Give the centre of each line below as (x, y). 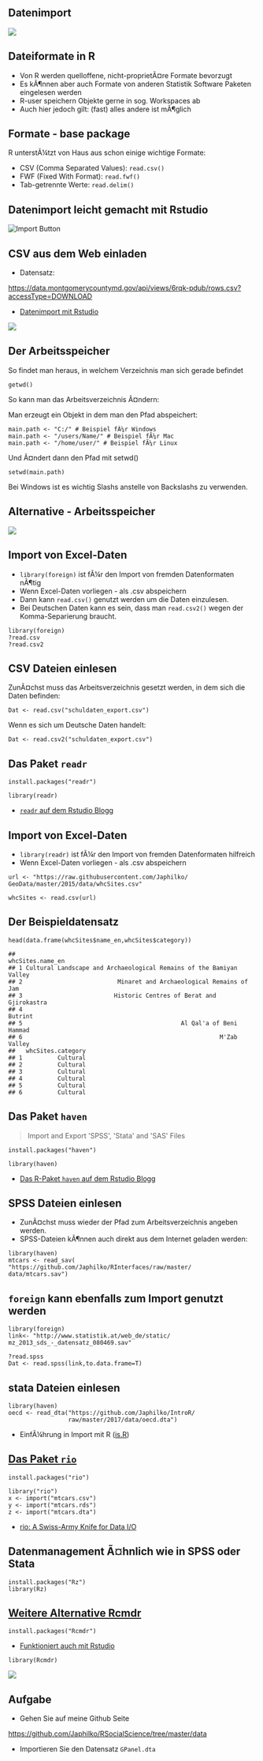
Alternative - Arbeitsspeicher (82, 512)
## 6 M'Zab (123, 1037)
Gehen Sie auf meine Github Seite (74, 1718)
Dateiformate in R (52, 56)
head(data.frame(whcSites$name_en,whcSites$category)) (100, 940)
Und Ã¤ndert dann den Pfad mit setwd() (74, 457)
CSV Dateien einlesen (63, 668)
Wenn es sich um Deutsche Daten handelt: (77, 725)
